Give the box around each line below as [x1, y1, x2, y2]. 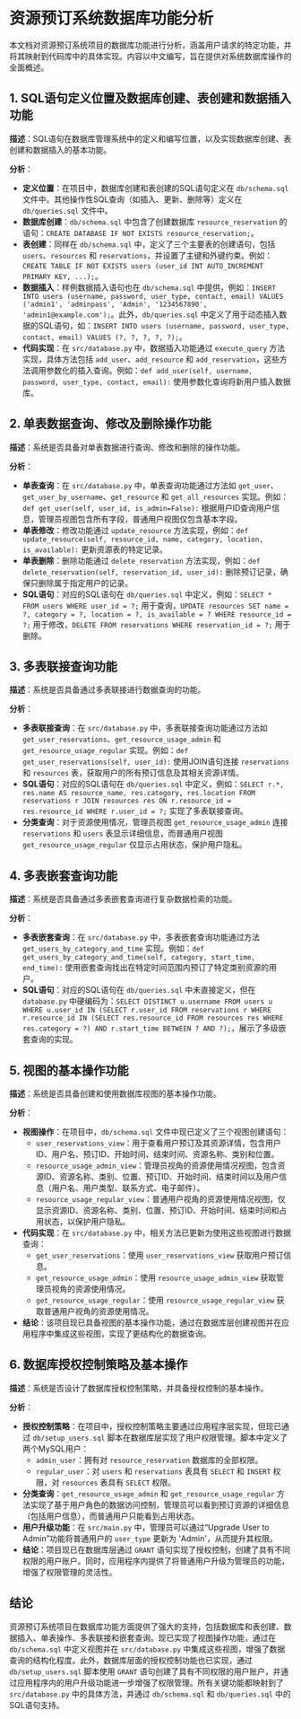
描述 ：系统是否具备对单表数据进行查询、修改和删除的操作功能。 [9, 442, 245, 452]
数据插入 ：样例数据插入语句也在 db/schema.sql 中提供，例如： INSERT [21, 282, 276, 293]
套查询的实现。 [21, 1034, 78, 1045]
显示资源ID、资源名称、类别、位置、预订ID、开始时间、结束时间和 [35, 1205, 279, 1215]
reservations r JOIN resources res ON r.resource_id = [21, 796, 232, 806]
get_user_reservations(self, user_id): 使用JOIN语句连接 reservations [21, 756, 289, 767]
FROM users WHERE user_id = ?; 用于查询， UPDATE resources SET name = [21, 600, 289, 610]
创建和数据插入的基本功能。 [9, 145, 112, 155]
